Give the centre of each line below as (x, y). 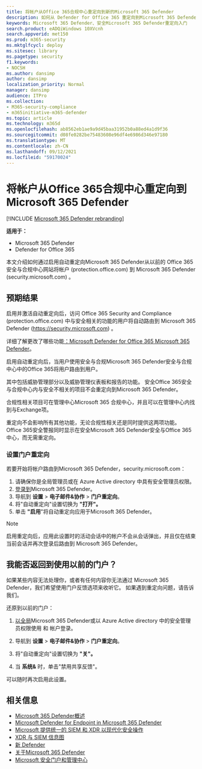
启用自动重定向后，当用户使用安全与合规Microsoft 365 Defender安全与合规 (99, 362)
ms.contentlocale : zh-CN (37, 146)
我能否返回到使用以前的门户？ (62, 564)
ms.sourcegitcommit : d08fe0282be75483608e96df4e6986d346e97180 (87, 135)
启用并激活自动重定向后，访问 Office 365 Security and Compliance (89, 313)
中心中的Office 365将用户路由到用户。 (54, 369)
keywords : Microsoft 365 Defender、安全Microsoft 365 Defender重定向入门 (97, 23)
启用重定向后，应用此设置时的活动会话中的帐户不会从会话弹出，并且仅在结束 (101, 536)
